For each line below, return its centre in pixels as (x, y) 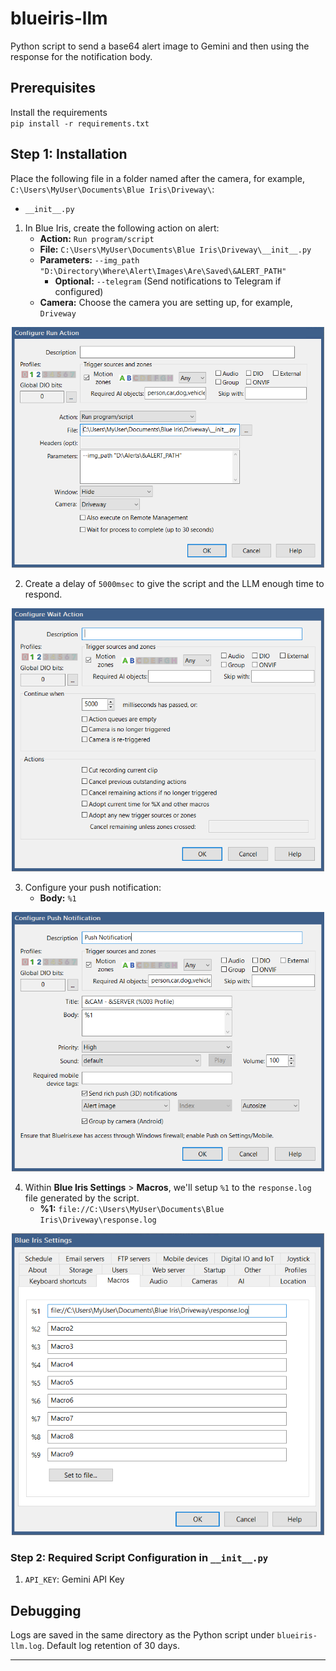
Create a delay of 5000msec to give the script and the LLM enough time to (174, 583)
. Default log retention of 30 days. (110, 1646)
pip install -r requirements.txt (80, 123)
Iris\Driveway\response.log (98, 1220)
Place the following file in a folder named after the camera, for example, (158, 178)
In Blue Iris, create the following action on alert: (122, 228)
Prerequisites (53, 88)
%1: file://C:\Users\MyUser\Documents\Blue (132, 1209)
